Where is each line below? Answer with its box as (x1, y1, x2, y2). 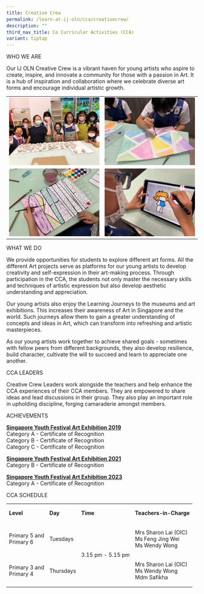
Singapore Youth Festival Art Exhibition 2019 (6, 424, 121, 431)
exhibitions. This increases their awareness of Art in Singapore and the (6, 306, 183, 313)
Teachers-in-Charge (135, 509, 190, 517)
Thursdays (49, 567, 76, 575)
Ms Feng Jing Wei (135, 535, 180, 542)
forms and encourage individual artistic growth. (6, 84, 125, 91)
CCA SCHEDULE (6, 491, 48, 498)
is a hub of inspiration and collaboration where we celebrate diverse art (6, 78, 185, 85)
